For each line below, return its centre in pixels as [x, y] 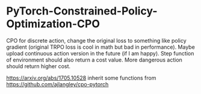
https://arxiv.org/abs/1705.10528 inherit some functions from [81, 78]
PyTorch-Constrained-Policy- [82, 11]
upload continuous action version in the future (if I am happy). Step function [100, 53]
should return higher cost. [39, 66]
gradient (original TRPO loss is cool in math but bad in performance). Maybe [101, 47]
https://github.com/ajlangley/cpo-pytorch [57, 84]
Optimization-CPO [53, 24]
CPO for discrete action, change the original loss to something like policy [96, 40]
